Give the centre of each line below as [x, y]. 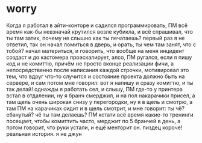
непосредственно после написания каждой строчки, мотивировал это [98, 70]
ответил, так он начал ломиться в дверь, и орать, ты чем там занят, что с [101, 44]
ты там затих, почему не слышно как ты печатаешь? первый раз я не [96, 38]
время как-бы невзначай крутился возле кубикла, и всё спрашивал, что [100, 31]
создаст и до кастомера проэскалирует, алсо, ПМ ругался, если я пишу [99, 57]
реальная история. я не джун [44, 133]
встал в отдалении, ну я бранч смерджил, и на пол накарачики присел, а [101, 96]
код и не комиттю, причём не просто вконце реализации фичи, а [90, 63]
